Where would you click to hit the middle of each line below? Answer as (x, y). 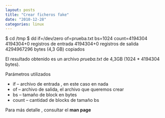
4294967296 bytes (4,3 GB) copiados (45, 49)
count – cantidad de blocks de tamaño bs (56, 100)
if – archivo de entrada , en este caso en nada (60, 84)
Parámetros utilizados (28, 74)
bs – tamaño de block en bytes (45, 95)
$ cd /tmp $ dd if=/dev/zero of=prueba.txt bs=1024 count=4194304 (76, 38)
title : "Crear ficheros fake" (37, 15)
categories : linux (25, 24)
